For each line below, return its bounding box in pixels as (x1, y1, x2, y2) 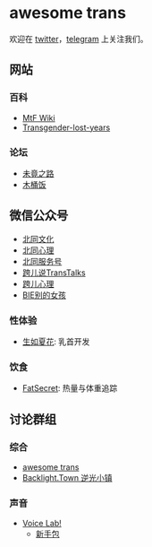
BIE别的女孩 (21, 290, 67, 300)
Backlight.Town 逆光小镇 (21, 473, 114, 483)
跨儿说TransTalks (21, 267, 87, 278)
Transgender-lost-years (21, 122, 111, 133)
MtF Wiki (21, 112, 55, 123)
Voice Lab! (21, 518, 63, 529)
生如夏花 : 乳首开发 (21, 336, 90, 347)
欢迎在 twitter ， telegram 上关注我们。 (9, 33, 149, 44)
